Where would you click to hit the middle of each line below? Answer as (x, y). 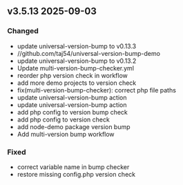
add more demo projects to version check (77, 83)
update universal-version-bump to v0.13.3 (77, 46)
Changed (23, 31)
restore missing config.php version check (76, 174)
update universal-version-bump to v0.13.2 (77, 61)
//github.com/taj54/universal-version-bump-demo (89, 53)
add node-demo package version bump (74, 126)
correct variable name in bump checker (73, 167)
